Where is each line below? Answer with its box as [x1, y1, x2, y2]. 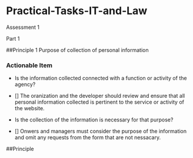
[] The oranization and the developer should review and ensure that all [14, 93, 185, 100]
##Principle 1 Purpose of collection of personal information [6, 46, 149, 54]
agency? [14, 81, 36, 88]
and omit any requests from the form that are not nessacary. [14, 134, 161, 141]
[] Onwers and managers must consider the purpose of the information [14, 128, 187, 135]
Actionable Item [6, 61, 53, 69]
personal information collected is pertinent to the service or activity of [14, 98, 184, 106]
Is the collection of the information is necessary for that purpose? [14, 116, 174, 123]
